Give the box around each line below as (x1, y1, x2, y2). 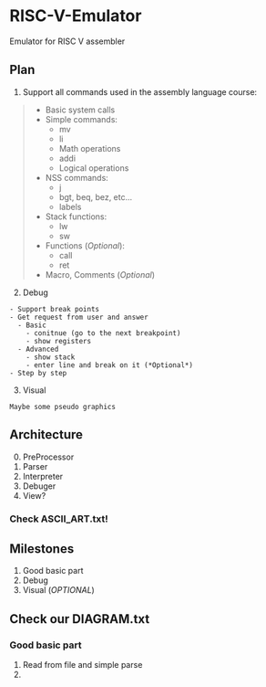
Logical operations (58, 162, 129, 174)
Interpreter (22, 470, 64, 481)
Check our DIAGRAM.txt (9, 611, 150, 627)
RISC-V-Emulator (9, 5, 142, 26)
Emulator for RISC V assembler (9, 36, 126, 47)
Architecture (9, 427, 84, 443)
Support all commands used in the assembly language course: (22, 86, 258, 97)
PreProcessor (22, 451, 75, 462)
